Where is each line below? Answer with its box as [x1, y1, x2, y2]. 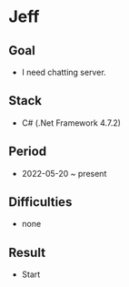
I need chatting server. [21, 67, 106, 77]
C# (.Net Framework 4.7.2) [21, 117, 122, 128]
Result [8, 244, 46, 261]
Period [8, 144, 47, 159]
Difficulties [8, 194, 73, 210]
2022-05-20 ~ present [21, 168, 107, 179]
